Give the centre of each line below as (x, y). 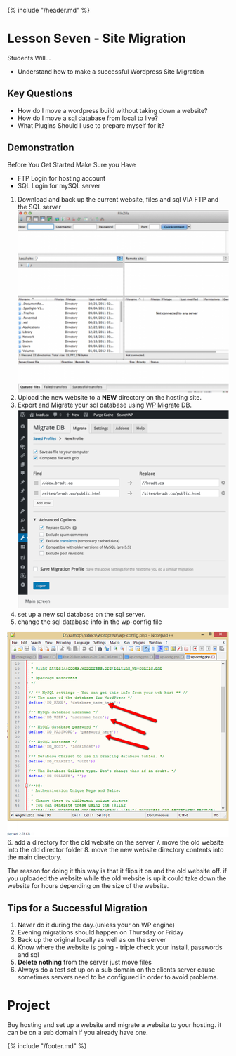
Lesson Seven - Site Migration (97, 39)
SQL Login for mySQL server (59, 185)
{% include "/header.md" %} (48, 10)
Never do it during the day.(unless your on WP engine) (96, 925)
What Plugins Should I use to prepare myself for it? (91, 125)
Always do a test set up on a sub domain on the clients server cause (116, 970)
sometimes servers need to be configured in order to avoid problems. (118, 977)
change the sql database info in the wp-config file (90, 622)
